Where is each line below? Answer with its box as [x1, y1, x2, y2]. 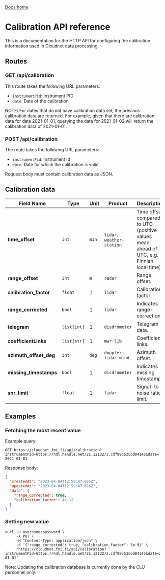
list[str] [62, 338, 85, 344]
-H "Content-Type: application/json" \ [16, 538, 98, 543]
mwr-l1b [104, 338, 122, 344]
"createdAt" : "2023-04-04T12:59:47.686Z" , [9, 479, 98, 484]
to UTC [137, 220, 153, 227]
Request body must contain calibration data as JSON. [5, 171, 113, 177]
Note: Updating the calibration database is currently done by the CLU [5, 564, 145, 570]
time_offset [7, 236, 35, 243]
